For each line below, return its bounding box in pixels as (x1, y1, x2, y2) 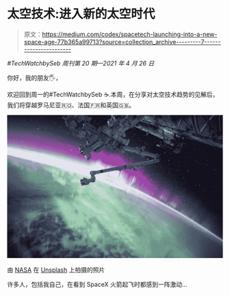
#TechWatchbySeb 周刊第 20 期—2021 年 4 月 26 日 (7, 59, 155, 67)
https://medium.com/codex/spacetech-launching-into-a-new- (42, 30, 218, 38)
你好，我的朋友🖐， (7, 73, 62, 82)
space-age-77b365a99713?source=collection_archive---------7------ (23, 38, 221, 46)
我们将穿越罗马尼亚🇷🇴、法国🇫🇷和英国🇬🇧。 (7, 100, 136, 109)
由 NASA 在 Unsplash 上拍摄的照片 (7, 266, 105, 274)
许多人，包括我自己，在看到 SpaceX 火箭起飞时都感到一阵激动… (7, 281, 188, 289)
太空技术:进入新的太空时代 (7, 6, 155, 22)
